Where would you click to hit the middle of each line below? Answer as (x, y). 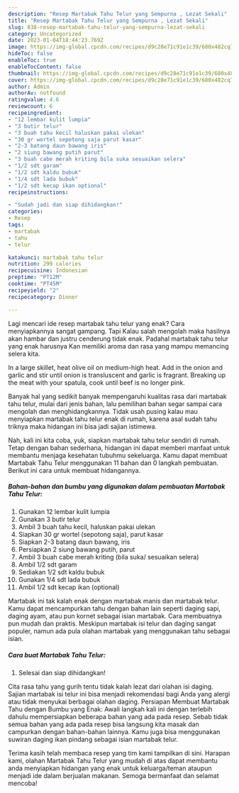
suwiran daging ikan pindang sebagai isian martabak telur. (93, 740)
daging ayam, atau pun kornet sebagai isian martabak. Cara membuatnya (115, 616)
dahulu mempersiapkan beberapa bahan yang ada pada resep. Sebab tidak (118, 717)
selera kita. (24, 354)
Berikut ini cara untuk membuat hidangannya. (74, 470)
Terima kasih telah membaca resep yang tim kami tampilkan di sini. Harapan (119, 753)
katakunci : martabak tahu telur (56, 257)
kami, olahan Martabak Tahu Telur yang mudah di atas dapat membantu (113, 761)
